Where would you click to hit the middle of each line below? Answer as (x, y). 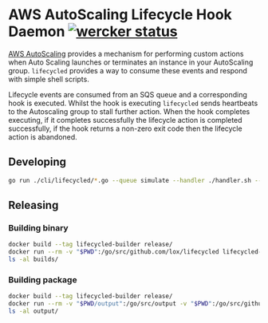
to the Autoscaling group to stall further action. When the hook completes (129, 111)
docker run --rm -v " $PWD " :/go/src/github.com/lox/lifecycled (114, 252)
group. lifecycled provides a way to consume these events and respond (128, 70)
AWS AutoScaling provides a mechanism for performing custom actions (126, 53)
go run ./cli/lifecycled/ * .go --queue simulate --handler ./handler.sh (130, 180)
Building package (43, 279)
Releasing (33, 205)
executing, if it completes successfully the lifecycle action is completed (125, 120)
